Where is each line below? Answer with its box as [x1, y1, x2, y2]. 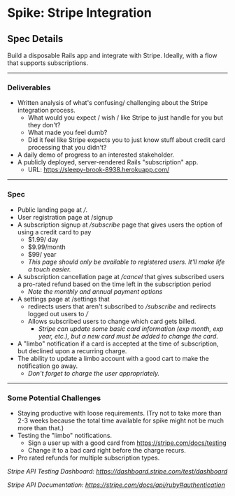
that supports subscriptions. [7, 59, 89, 67]
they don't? [27, 121, 61, 129]
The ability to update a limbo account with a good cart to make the [17, 354, 209, 362]
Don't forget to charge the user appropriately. [27, 369, 160, 377]
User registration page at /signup [17, 213, 113, 221]
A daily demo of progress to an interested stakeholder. [17, 150, 175, 159]
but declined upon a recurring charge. [17, 346, 127, 355]
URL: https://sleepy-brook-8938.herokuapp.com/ [27, 166, 170, 174]
